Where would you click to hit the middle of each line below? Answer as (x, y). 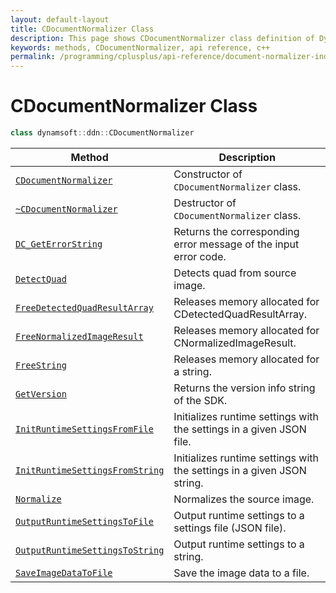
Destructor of (205, 203)
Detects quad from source (235, 273)
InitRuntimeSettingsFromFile (84, 429)
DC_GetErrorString (59, 244)
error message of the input (236, 244)
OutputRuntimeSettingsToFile (84, 521)
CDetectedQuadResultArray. (240, 314)
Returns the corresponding (236, 231)
